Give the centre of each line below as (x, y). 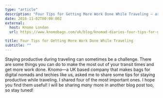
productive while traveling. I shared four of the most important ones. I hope (80, 80)
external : (15, 23)
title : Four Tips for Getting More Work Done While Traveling (69, 41)
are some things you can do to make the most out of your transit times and (80, 64)
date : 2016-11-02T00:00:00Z (33, 18)
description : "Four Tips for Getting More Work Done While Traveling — (79, 14)
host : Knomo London (29, 28)
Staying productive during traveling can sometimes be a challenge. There (78, 59)
